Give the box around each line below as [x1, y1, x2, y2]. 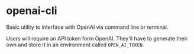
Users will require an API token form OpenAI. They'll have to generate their [6, 35, 188, 42]
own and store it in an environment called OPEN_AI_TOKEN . [6, 41, 144, 48]
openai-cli [6, 4, 57, 18]
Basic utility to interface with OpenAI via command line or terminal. [6, 23, 169, 31]
